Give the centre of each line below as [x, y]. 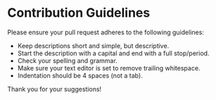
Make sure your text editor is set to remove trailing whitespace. [109, 68]
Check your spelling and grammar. [67, 60]
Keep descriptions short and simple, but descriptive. [93, 45]
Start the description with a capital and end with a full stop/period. [113, 53]
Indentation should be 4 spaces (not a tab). [80, 76]
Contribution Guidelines [79, 13]
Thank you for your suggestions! [55, 89]
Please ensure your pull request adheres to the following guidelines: [106, 32]
